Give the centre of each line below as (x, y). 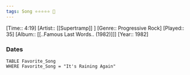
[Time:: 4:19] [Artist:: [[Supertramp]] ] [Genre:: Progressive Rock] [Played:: (95, 28)
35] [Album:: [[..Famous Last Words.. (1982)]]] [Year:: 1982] (77, 34)
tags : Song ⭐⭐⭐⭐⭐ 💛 (31, 11)
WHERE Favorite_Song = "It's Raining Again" (61, 66)
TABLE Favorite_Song (31, 61)
